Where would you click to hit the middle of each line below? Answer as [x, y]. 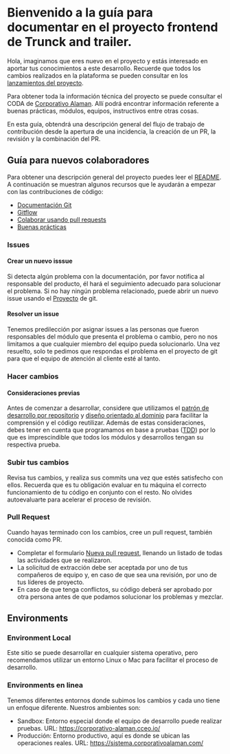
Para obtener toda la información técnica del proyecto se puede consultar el [115, 96]
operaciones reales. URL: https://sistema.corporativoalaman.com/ [110, 743]
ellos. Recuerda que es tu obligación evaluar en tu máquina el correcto [107, 485]
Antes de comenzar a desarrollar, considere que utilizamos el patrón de [108, 408]
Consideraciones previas [44, 393]
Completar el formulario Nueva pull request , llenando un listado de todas [120, 552]
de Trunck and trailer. [70, 42]
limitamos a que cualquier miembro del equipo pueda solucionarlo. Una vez [114, 344]
